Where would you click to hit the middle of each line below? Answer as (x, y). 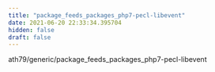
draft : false (30, 37)
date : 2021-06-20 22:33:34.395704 (65, 23)
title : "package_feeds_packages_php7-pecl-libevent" (97, 15)
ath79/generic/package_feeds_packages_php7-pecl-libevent (107, 59)
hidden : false (32, 30)
